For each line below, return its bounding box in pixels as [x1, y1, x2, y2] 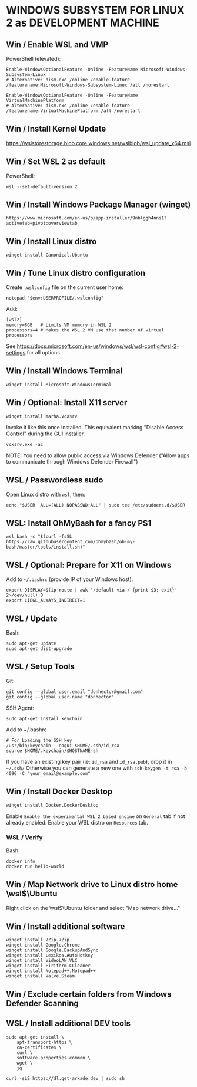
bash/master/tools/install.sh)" [6, 544, 85, 550]
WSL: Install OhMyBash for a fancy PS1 [6, 518, 152, 528]
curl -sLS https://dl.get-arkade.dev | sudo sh [6, 1075, 125, 1081]
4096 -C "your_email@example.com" [6, 770, 91, 776]
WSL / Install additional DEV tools [6, 1019, 131, 1029]
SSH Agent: [6, 704, 34, 711]
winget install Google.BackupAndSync [6, 947, 99, 953]
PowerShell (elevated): [6, 55, 61, 62]
